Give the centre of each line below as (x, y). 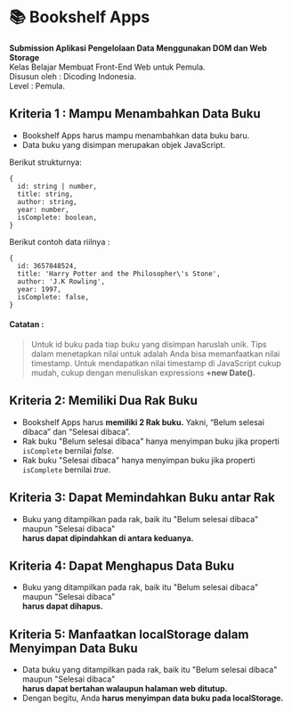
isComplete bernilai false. (68, 450)
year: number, (43, 209)
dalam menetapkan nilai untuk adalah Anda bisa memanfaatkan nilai (155, 354)
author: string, (47, 201)
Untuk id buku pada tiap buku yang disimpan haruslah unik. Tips (149, 344)
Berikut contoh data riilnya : (60, 241)
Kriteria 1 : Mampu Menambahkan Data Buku (135, 114)
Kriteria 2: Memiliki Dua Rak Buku (103, 401)
